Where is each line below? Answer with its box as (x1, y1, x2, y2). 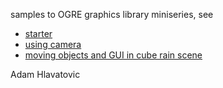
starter (24, 28, 53, 39)
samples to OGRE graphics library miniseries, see (10, 9, 214, 20)
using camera (24, 39, 82, 50)
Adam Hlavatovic (10, 69, 81, 80)
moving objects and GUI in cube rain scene (24, 49, 203, 61)
